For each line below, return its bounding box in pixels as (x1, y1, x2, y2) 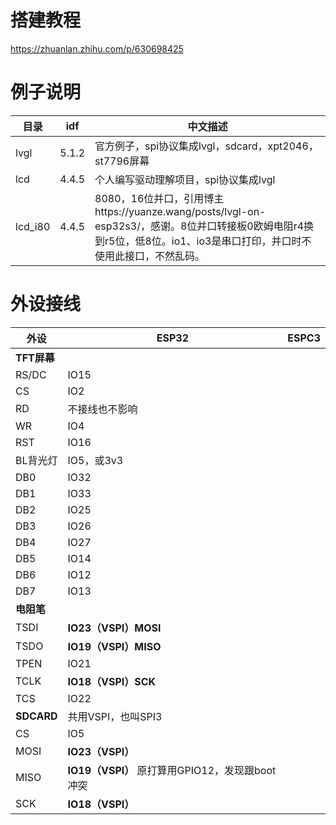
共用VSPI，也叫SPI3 (67, 709, 163, 723)
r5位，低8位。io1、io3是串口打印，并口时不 (104, 234, 312, 248)
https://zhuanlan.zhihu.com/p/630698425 (10, 42, 184, 55)
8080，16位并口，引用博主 (94, 191, 225, 205)
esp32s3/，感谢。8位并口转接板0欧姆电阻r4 (94, 219, 305, 233)
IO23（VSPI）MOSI (67, 621, 162, 635)
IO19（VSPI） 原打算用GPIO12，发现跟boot (67, 763, 277, 777)
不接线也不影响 (67, 402, 138, 416)
